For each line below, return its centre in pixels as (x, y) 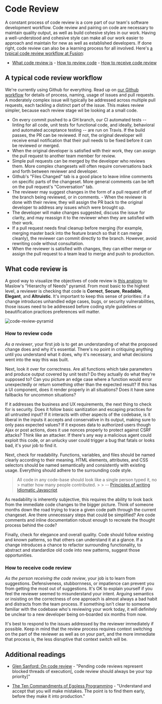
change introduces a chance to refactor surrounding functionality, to (73, 545)
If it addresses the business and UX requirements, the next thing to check (78, 404)
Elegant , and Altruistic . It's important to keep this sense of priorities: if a (77, 296)
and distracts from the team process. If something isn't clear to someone (78, 604)
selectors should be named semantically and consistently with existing (75, 465)
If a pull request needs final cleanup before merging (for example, (77, 228)
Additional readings (35, 654)
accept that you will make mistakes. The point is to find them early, (78, 691)
